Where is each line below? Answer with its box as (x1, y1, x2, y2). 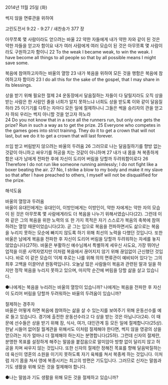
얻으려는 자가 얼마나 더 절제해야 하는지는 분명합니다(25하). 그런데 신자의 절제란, (5, 332, 161, 338)
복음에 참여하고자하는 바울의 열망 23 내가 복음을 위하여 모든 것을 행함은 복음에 (5, 70, 158, 76)
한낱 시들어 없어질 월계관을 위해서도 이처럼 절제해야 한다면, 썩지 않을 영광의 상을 (5, 326, 162, 332)
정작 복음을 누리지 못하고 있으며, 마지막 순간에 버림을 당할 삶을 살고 (14, 267, 145, 273)
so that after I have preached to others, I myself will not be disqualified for (5, 172, 158, 178)
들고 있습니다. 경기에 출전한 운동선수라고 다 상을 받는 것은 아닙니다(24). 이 (10, 314, 155, 319)
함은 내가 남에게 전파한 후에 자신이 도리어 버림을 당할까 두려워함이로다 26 (5, 156, 148, 161)
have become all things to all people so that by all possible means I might (5, 55, 156, 60)
